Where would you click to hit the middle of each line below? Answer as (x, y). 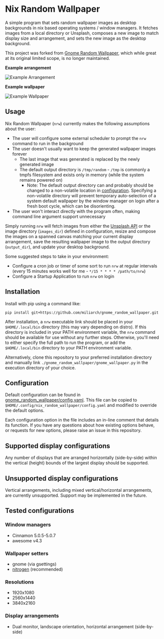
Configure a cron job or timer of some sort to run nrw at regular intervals (85, 266)
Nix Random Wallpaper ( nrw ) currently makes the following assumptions (78, 123)
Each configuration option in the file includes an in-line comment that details (82, 420)
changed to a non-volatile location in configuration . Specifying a (92, 190)
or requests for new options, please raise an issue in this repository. (73, 430)
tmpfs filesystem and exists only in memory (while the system (82, 175)
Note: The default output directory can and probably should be (90, 185)
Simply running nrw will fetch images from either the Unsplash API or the (78, 226)
